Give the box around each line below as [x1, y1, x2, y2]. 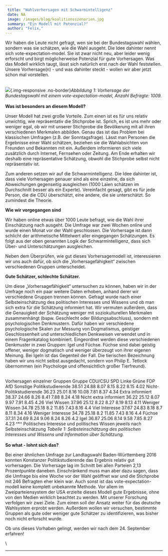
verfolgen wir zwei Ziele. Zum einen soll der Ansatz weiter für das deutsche [5, 500, 161, 506]
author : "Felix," [7, 26, 43, 31]
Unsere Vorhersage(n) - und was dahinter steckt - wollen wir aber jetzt [5, 66, 151, 73]
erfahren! [5, 531, 24, 537]
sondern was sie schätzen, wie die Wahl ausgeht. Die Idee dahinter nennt [5, 45, 156, 51]
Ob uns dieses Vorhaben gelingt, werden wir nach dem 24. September [5, 525, 150, 531]
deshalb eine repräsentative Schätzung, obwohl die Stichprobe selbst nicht [5, 156, 160, 162]
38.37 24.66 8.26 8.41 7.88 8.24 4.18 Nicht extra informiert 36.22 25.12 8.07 [5, 394, 160, 400]
